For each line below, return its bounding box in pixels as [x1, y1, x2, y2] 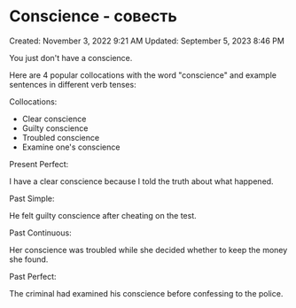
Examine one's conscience [21, 142, 121, 152]
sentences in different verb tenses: [9, 79, 136, 89]
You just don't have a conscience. [9, 52, 133, 63]
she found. [9, 254, 49, 265]
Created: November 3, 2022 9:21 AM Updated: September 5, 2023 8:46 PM [9, 35, 285, 46]
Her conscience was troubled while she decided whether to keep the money [9, 244, 288, 255]
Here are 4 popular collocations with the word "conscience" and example [9, 69, 277, 81]
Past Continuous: [9, 227, 73, 238]
